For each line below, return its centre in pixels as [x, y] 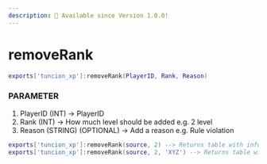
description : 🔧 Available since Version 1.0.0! [89, 15]
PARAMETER [34, 96]
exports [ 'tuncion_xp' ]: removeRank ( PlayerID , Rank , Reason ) [108, 76]
